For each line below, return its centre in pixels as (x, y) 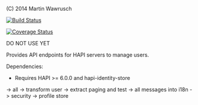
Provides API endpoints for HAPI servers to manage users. (78, 55)
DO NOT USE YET (28, 43)
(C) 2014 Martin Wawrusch (39, 9)
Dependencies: (25, 66)
